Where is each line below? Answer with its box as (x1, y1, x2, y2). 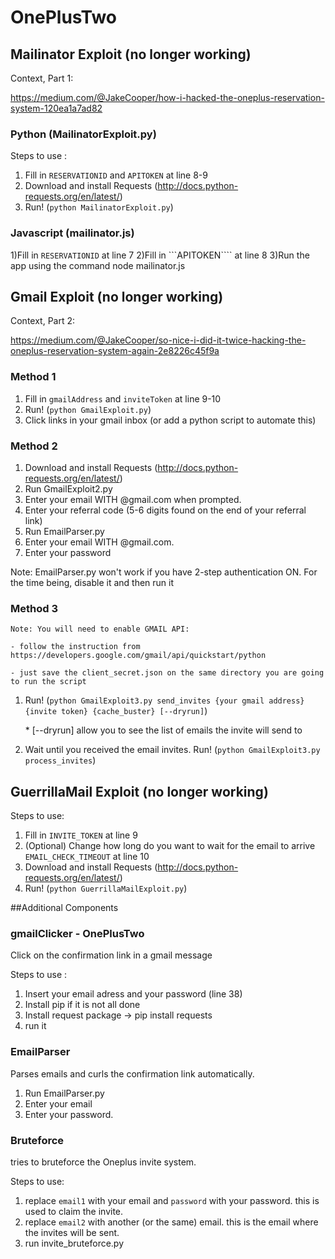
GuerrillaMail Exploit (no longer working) (10, 783, 269, 800)
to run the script (10, 677, 87, 687)
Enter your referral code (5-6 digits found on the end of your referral (24, 504, 307, 516)
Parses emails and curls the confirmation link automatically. (10, 1067, 255, 1080)
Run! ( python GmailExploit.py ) (24, 403, 152, 415)
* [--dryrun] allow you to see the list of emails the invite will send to (24, 724, 303, 736)
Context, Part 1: (10, 72, 74, 84)
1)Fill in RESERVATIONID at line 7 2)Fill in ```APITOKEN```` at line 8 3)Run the (10, 249, 310, 261)
